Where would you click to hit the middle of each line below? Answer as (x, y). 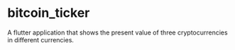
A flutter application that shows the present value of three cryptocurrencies (118, 32)
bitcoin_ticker (49, 13)
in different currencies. (41, 39)
